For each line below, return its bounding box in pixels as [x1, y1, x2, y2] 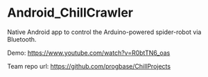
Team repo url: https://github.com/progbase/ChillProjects [7, 62, 171, 70]
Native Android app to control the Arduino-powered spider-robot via [7, 28, 202, 36]
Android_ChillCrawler [7, 5, 134, 21]
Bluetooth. [7, 35, 37, 43]
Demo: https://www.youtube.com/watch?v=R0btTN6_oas [7, 49, 171, 57]
